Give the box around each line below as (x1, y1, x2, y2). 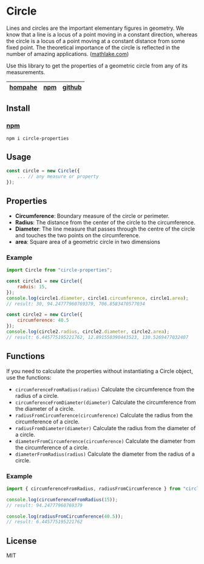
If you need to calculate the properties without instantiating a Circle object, (6, 367, 193, 375)
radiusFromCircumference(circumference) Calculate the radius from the (15, 411, 193, 419)
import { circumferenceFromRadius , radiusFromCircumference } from (6, 486, 181, 492)
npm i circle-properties (6, 135, 69, 141)
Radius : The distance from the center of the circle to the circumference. (15, 218, 195, 226)
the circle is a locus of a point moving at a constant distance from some (6, 37, 185, 44)
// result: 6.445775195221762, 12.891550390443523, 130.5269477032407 (6, 334, 189, 340)
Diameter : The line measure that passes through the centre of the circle (15, 225, 195, 232)
